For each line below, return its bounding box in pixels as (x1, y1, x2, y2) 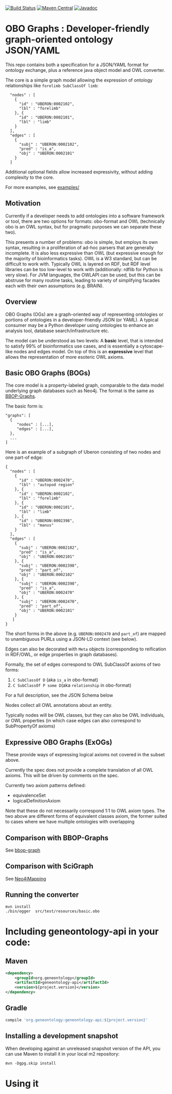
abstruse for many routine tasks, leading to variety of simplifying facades (5, 277, 160, 283)
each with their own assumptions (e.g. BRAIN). (5, 282, 104, 289)
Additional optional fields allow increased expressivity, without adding (5, 168, 153, 175)
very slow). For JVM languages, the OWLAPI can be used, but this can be (5, 272, 161, 278)
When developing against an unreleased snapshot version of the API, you (5, 1045, 161, 1051)
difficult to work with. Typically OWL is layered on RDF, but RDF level (5, 261, 150, 267)
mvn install (5, 904, 31, 909)
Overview (5, 298, 37, 306)
